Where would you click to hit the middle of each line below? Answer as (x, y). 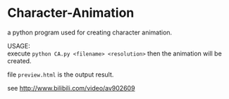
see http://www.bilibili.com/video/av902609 (71, 88)
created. (19, 60)
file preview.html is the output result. (61, 74)
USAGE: (19, 46)
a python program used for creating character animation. (90, 32)
